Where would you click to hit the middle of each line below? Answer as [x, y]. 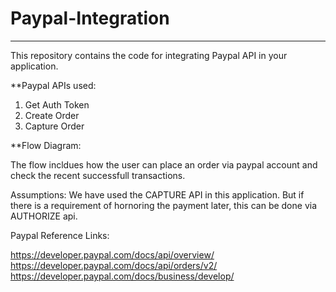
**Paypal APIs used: [53, 85]
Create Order [52, 115]
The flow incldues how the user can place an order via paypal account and [164, 164]
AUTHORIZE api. [44, 216]
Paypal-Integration [90, 18]
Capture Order [54, 126]
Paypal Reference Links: [60, 235]
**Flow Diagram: [46, 145]
